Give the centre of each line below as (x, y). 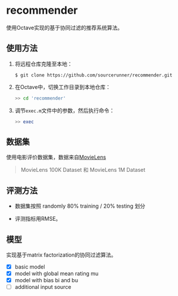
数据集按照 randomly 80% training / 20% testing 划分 (80, 206)
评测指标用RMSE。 (38, 219)
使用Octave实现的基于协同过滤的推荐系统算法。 (65, 27)
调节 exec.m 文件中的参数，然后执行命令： (65, 110)
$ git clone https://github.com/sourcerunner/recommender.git (93, 75)
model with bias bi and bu (46, 280)
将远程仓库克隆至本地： (43, 64)
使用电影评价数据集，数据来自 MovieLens (56, 157)
